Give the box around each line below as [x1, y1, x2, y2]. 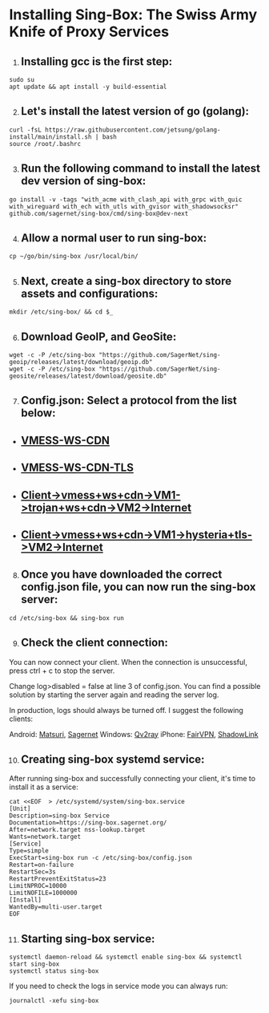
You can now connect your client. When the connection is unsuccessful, [9, 657, 247, 667]
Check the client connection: [20, 636, 169, 650]
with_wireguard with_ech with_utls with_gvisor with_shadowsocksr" [9, 202, 239, 210]
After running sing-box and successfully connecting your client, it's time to [9, 774, 255, 784]
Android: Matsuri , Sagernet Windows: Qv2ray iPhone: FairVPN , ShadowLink [9, 729, 259, 739]
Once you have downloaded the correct [20, 568, 223, 581]
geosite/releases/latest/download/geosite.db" [9, 372, 167, 380]
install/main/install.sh [9, 132, 92, 141]
